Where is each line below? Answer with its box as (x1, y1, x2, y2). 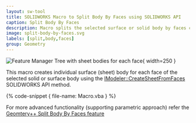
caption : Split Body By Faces (6, 19, 80, 25)
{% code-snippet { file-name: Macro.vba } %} (6, 92, 117, 100)
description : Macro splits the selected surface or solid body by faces (6, 25, 187, 31)
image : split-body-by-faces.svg (6, 30, 85, 36)
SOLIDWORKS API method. (6, 81, 71, 88)
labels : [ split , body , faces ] (6, 36, 75, 42)
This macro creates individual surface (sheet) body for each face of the (6, 69, 178, 76)
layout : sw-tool (6, 8, 45, 15)
